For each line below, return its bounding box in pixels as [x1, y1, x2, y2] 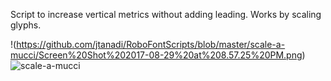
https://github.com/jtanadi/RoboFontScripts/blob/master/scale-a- [16, 39, 286, 50]
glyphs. [10, 19, 42, 31]
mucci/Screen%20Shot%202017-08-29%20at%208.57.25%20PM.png [10, 49, 303, 61]
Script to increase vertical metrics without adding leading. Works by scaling [10, 9, 322, 20]
